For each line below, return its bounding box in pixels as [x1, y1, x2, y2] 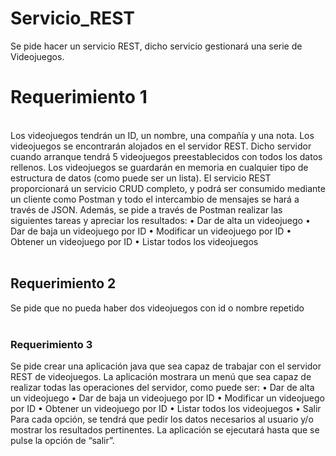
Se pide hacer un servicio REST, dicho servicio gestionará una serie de [10, 40, 303, 52]
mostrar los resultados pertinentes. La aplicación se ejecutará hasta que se [10, 423, 320, 436]
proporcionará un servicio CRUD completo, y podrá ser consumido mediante [10, 182, 326, 194]
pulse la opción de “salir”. [10, 434, 115, 446]
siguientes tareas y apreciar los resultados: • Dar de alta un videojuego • [10, 214, 311, 226]
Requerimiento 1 [10, 86, 148, 109]
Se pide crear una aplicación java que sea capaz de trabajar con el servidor [10, 360, 322, 372]
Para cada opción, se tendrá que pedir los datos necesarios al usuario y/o [10, 413, 314, 425]
